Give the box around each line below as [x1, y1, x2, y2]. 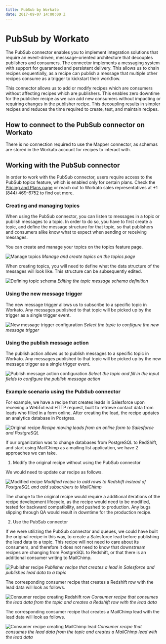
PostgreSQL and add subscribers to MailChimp [5, 484, 102, 490]
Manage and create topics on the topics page [41, 254, 135, 259]
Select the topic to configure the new [83, 322, 160, 328]
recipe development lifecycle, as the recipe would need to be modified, [5, 499, 150, 505]
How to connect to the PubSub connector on [5, 121, 145, 129]
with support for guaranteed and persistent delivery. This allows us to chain [5, 65, 160, 71]
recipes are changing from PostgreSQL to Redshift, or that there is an [5, 550, 146, 556]
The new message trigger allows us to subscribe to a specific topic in [5, 301, 147, 307]
